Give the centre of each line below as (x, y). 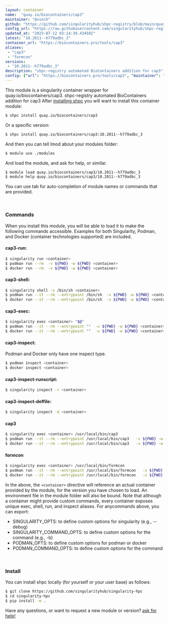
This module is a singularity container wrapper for (57, 90)
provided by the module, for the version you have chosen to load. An (76, 490)
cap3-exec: (18, 311)
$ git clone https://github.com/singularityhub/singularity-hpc (74, 592)
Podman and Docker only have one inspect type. (56, 354)
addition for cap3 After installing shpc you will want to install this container (82, 101)
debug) (20, 526)
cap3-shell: (18, 279)
